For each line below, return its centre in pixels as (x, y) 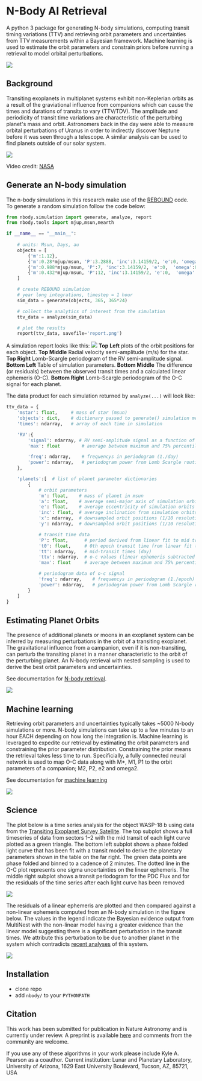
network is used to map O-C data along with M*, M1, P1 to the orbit (89, 762)
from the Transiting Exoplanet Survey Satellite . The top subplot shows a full (99, 831)
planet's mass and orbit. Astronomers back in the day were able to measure (100, 124)
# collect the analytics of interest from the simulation (91, 311)
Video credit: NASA (30, 166)
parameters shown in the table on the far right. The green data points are (96, 857)
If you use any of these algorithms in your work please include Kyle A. (93, 1053)
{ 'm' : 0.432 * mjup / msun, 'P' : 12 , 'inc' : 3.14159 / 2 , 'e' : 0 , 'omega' (112, 273)
